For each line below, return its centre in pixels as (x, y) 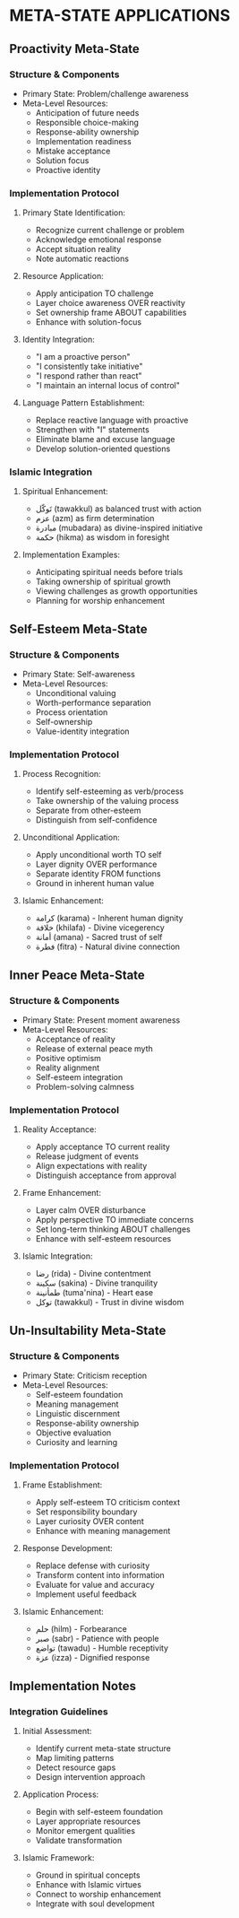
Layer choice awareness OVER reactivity (111, 303)
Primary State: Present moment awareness (101, 1020)
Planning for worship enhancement (100, 601)
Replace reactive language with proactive (112, 420)
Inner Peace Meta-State (77, 975)
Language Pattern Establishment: (83, 403)
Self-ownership (64, 722)
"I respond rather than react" (89, 376)
